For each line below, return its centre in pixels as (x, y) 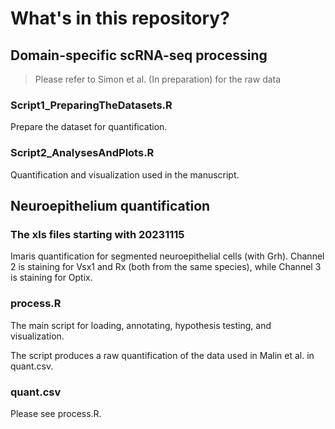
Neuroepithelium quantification (110, 205)
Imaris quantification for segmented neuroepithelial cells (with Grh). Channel (167, 256)
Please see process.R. (56, 413)
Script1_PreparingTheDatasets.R (91, 105)
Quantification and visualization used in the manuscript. (125, 174)
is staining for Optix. (51, 278)
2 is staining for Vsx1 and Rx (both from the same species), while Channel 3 (166, 267)
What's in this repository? (120, 18)
